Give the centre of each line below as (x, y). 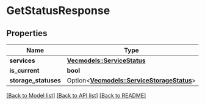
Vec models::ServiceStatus (106, 60)
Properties (27, 33)
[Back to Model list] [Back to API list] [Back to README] (76, 96)
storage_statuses (35, 80)
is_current (24, 71)
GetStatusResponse (58, 11)
